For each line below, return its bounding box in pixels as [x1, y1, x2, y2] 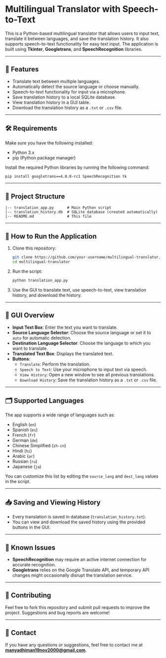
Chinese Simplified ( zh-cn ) [12, 443, 66, 449]
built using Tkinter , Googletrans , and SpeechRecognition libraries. [5, 46, 143, 52]
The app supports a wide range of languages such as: [5, 412, 115, 418]
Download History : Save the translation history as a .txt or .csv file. [19, 377, 157, 383]
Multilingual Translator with [5, 3, 121, 15]
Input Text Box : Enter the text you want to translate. [12, 324, 118, 330]
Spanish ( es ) [12, 427, 38, 433]
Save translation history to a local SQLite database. [12, 94, 116, 100]
